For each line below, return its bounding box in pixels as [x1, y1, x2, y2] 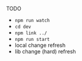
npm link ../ [14, 30, 48, 36]
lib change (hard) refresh [14, 48, 76, 55]
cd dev [14, 24, 31, 30]
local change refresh [14, 41, 66, 49]
